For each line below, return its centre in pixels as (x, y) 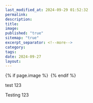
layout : (13, 61)
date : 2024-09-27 (23, 57)
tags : (11, 52)
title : (12, 24)
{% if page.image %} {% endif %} (41, 75)
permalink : (16, 15)
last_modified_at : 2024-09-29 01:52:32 (47, 10)
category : (15, 47)
